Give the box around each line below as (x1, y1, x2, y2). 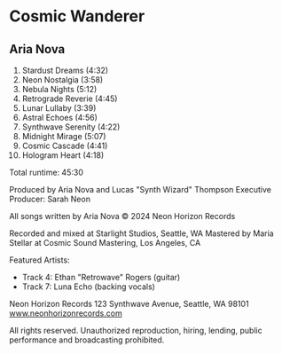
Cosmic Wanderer (9, 6, 145, 27)
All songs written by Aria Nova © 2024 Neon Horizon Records (9, 211, 236, 221)
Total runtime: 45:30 (9, 167, 84, 177)
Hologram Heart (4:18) (21, 150, 105, 161)
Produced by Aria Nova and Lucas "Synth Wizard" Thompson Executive (9, 185, 272, 194)
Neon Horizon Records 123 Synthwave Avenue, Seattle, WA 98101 (9, 299, 250, 309)
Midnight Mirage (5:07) (21, 131, 106, 141)
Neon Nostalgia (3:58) (21, 75, 104, 85)
